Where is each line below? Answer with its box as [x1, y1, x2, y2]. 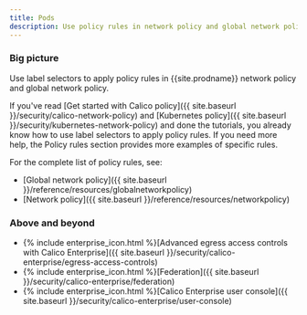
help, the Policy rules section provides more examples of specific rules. [9, 139, 279, 150]
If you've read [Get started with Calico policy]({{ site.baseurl [9, 100, 237, 110]
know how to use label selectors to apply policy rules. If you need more [9, 129, 278, 140]
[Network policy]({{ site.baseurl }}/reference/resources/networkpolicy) [22, 194, 291, 205]
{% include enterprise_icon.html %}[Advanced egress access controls [22, 237, 288, 248]
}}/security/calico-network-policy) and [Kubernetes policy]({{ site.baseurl [9, 110, 287, 121]
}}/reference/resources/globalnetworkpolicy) [22, 184, 193, 194]
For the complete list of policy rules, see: [9, 156, 163, 167]
